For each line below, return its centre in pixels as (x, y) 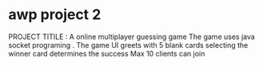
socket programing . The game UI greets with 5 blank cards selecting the (128, 45)
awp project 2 (55, 15)
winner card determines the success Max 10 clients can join (107, 53)
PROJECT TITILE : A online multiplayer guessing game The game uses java (132, 37)
